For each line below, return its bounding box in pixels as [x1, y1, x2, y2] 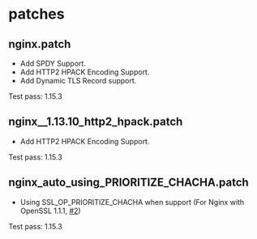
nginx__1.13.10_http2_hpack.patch [8, 115, 183, 129]
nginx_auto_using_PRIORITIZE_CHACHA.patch [8, 176, 249, 190]
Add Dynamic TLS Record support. [19, 76, 137, 85]
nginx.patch [8, 37, 71, 51]
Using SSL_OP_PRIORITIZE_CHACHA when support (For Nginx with [19, 197, 245, 207]
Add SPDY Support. [19, 58, 87, 68]
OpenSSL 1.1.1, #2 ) [19, 206, 81, 216]
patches [8, 5, 65, 23]
